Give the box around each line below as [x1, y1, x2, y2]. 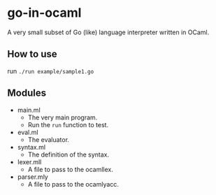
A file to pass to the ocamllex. [27, 165, 114, 173]
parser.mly [17, 173, 49, 181]
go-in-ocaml [7, 5, 82, 21]
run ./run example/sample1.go [7, 66, 94, 75]
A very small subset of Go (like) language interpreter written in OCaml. [7, 28, 210, 36]
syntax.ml [17, 143, 46, 151]
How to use [7, 48, 57, 60]
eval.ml [17, 128, 38, 136]
